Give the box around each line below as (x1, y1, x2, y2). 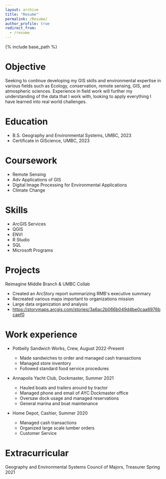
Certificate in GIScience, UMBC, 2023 (12, 137, 90, 144)
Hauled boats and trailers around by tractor (19, 384, 108, 390)
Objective (5, 61, 46, 72)
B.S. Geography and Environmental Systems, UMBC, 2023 (12, 132, 132, 138)
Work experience (5, 329, 78, 340)
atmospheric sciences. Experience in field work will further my (5, 88, 133, 94)
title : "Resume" (5, 12, 39, 17)
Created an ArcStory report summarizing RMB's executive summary (12, 290, 151, 296)
